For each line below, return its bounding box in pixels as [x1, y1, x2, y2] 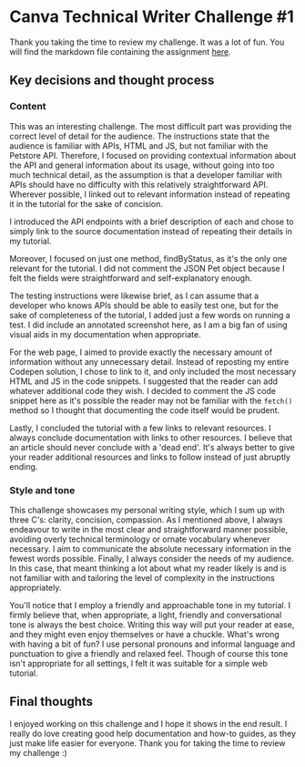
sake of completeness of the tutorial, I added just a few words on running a [9, 309, 291, 320]
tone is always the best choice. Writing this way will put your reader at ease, [9, 618, 295, 630]
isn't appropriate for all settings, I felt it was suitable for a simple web [9, 658, 269, 669]
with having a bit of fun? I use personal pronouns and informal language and [9, 638, 296, 649]
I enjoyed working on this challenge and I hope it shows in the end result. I [9, 718, 288, 729]
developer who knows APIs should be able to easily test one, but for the [9, 299, 280, 311]
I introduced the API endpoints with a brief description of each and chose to [9, 216, 294, 227]
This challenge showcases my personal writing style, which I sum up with [9, 504, 285, 515]
